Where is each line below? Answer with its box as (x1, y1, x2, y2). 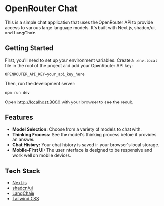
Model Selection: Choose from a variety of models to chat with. (12, 126, 142, 132)
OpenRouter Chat (5, 3, 78, 14)
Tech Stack (5, 167, 40, 175)
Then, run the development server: (5, 80, 76, 86)
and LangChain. (5, 30, 37, 35)
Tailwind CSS (12, 196, 39, 202)
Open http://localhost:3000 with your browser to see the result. (5, 99, 134, 105)
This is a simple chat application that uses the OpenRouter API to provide (5, 19, 153, 25)
